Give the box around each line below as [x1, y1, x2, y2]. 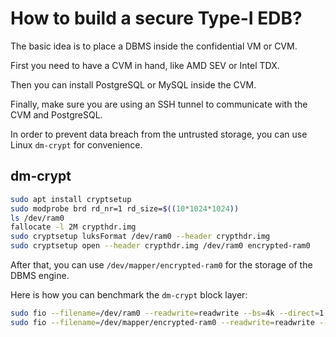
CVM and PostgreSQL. [10, 108, 103, 121]
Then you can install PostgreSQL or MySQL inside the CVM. [10, 78, 257, 91]
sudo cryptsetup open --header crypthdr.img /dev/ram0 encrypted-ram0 [10, 241, 311, 251]
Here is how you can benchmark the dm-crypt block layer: [10, 289, 248, 301]
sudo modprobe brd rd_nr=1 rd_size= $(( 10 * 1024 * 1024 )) [10, 203, 240, 214]
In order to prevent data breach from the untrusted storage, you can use [10, 128, 308, 140]
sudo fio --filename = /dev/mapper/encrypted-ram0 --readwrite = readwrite [10, 317, 315, 327]
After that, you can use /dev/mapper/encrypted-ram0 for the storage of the [10, 259, 313, 271]
